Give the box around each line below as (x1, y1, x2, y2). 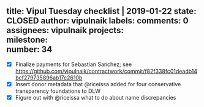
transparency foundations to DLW (15, 87, 101, 95)
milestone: (6, 35, 48, 45)
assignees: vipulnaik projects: (6, 25, 124, 35)
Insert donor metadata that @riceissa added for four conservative (15, 80, 181, 87)
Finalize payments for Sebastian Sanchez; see (15, 61, 132, 68)
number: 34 (6, 44, 53, 55)
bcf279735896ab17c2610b (15, 74, 83, 81)
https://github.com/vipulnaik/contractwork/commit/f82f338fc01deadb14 (15, 67, 198, 75)
